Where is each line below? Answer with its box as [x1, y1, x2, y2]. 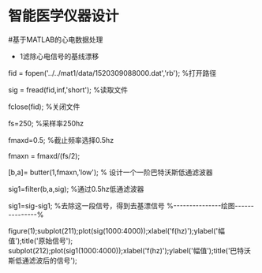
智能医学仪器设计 [8, 7, 120, 25]
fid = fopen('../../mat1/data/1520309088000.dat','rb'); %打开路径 [8, 68, 217, 77]
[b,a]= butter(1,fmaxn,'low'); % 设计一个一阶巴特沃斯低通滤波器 [8, 167, 213, 177]
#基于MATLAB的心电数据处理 [8, 35, 103, 44]
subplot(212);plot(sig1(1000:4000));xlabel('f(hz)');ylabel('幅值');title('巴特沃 [8, 245, 251, 255]
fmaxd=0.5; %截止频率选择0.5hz [8, 135, 114, 144]
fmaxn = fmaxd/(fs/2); [8, 151, 80, 160]
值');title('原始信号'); [8, 236, 73, 245]
